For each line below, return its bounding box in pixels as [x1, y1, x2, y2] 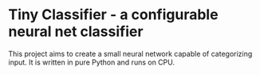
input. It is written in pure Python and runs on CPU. [8, 57, 175, 67]
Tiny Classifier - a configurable [8, 6, 219, 24]
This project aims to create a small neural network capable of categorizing [8, 49, 253, 58]
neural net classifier [8, 22, 144, 41]
